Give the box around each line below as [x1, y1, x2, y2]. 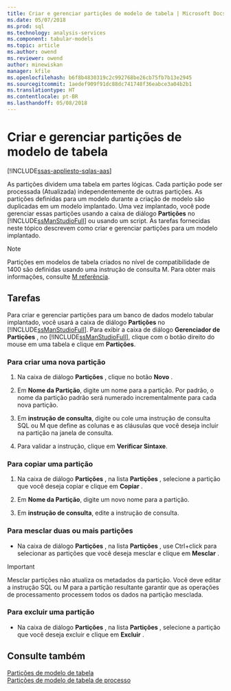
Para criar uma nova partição [7, 357, 106, 367]
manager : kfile [7, 67, 51, 74]
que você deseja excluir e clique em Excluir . [16, 630, 144, 639]
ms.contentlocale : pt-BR [7, 94, 78, 100]
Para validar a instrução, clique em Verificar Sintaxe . [16, 442, 168, 450]
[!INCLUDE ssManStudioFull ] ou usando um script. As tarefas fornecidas [7, 216, 211, 224]
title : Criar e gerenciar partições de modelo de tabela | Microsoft [7, 10, 211, 17]
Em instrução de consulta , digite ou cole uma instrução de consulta [16, 414, 211, 422]
